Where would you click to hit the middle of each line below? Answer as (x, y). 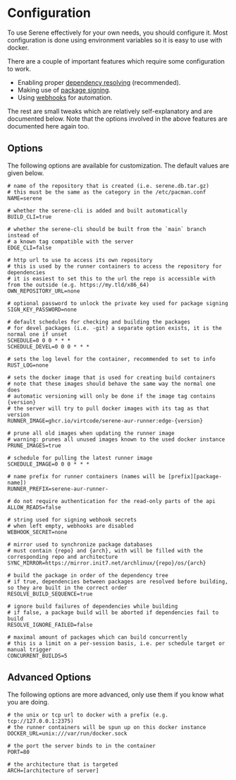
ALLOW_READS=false (34, 507)
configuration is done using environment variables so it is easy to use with (115, 40)
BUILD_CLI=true (30, 217)
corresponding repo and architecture (63, 557)
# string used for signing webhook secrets (72, 520)
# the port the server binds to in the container (82, 746)
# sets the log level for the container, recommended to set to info (112, 359)
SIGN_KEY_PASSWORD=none (42, 309)
